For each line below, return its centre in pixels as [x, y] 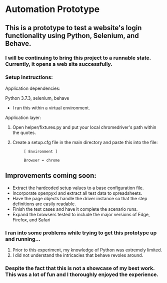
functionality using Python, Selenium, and [72, 35]
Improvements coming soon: [51, 176]
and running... [23, 239]
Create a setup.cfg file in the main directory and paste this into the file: [85, 142]
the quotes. [24, 132]
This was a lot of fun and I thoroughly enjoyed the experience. [82, 274]
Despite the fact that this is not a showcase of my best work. [80, 268]
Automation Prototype [52, 9]
